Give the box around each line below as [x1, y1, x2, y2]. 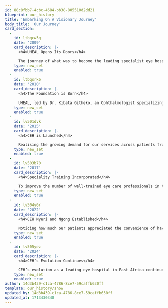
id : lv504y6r [14, 202, 41, 208]
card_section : [5, 26, 35, 31]
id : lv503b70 [14, 161, 41, 166]
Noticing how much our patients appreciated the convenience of [18, 226, 155, 231]
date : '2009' [14, 40, 41, 45]
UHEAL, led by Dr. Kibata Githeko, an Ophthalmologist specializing [18, 100, 164, 106]
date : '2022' [14, 207, 41, 212]
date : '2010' [14, 82, 41, 87]
